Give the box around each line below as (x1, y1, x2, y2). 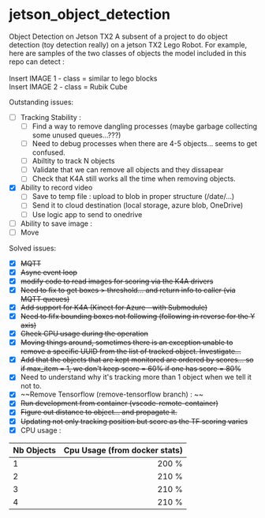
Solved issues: (9, 243, 57, 253)
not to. (20, 381, 42, 391)
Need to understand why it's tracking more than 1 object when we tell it (20, 373, 252, 382)
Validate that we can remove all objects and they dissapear (32, 165, 224, 175)
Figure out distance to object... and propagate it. (20, 407, 177, 417)
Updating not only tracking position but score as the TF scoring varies (20, 416, 248, 426)
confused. (32, 148, 65, 157)
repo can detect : (9, 57, 65, 66)
